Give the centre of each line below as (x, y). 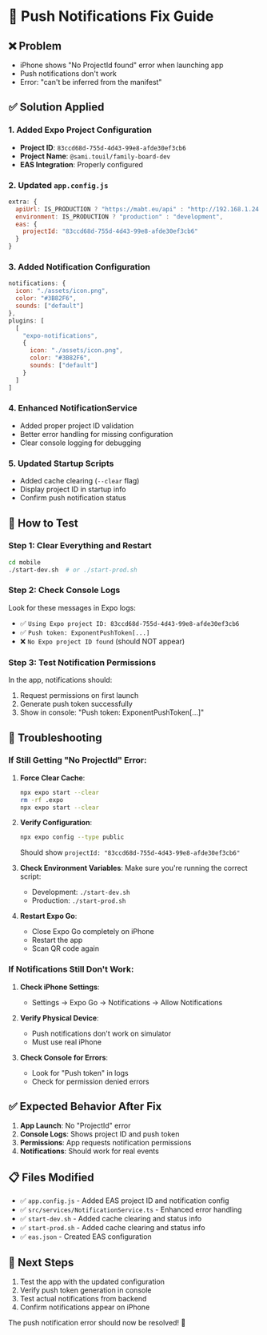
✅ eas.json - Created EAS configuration (86, 1237)
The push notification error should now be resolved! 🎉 (97, 1323)
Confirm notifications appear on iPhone (85, 1307)
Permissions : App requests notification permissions (106, 1143)
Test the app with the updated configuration (92, 1282)
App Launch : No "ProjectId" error (75, 1126)
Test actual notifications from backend (83, 1299)
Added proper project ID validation (77, 425)
